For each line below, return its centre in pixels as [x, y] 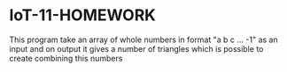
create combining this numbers [66, 58]
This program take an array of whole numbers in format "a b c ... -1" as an [143, 40]
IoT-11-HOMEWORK [83, 15]
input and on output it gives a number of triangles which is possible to [136, 48]
